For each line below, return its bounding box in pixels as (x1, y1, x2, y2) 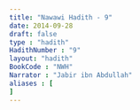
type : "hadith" (9, 37, 69, 47)
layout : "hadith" (9, 54, 74, 63)
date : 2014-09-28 (9, 21, 74, 30)
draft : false (9, 29, 58, 38)
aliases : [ (9, 79, 53, 88)
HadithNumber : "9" (9, 46, 82, 55)
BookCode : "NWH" (9, 63, 74, 72)
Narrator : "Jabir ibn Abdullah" (9, 71, 133, 80)
